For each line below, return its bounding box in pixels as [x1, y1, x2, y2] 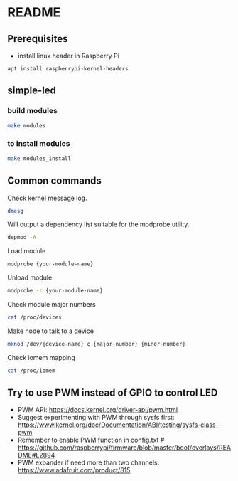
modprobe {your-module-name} [7, 260, 94, 268]
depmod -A [7, 234, 37, 241]
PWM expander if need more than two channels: [17, 458, 160, 467]
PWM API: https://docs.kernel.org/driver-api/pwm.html [17, 406, 178, 414]
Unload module [7, 273, 53, 282]
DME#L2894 [17, 451, 55, 460]
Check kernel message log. [7, 194, 87, 202]
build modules [7, 106, 58, 116]
